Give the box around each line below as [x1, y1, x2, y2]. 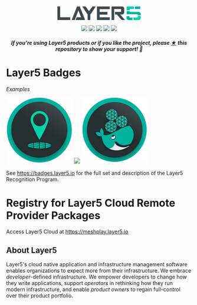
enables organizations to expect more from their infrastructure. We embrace [6, 267, 192, 274]
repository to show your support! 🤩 [55, 45, 143, 52]
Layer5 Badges [6, 66, 81, 79]
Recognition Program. [6, 175, 59, 183]
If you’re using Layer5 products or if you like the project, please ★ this [11, 39, 188, 46]
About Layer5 [6, 245, 57, 255]
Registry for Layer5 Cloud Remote [6, 196, 176, 210]
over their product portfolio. [6, 292, 74, 299]
